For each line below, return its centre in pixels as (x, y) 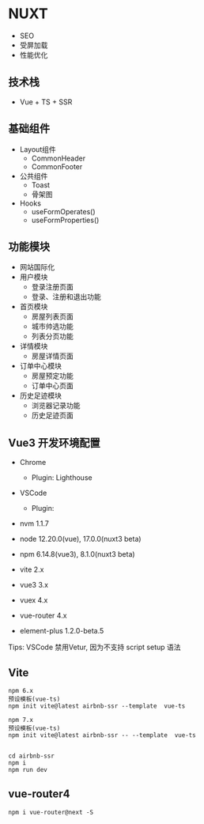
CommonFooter (57, 166)
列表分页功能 (52, 336)
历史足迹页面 (52, 415)
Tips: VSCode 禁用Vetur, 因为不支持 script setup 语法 (94, 647)
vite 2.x (32, 569)
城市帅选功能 (52, 327)
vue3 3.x (34, 585)
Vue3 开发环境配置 (54, 442)
